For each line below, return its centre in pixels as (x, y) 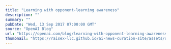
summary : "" (18, 19)
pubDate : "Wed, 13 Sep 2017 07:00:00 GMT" (51, 24)
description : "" (22, 15)
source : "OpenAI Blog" (29, 29)
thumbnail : (17, 39)
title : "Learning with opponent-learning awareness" (62, 10)
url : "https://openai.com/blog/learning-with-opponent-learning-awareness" (87, 34)
